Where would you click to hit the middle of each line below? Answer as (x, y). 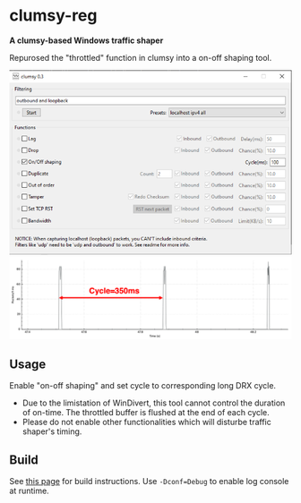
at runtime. (29, 491)
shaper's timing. (52, 431)
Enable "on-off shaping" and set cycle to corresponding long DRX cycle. (142, 386)
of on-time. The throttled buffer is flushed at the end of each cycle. (146, 413)
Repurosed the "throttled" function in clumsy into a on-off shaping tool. (141, 57)
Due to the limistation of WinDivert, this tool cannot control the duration (154, 403)
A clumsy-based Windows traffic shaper (86, 40)
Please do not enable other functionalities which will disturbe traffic (146, 422)
